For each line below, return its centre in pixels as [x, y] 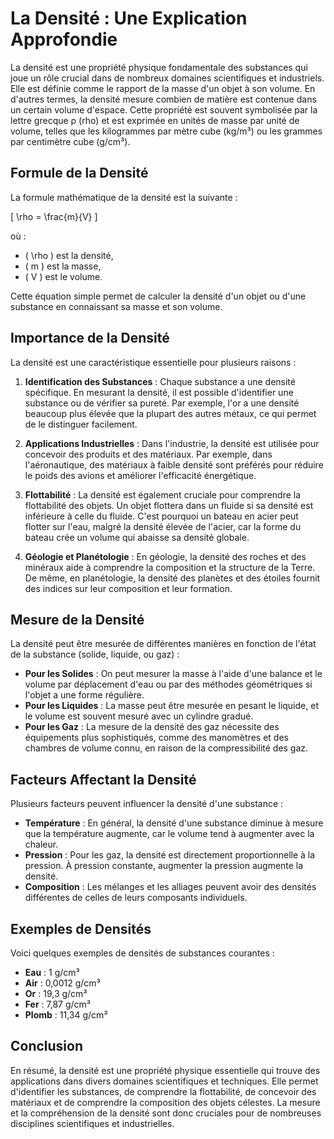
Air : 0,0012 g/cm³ [62, 983]
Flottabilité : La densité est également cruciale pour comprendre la [163, 494]
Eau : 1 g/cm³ [52, 972]
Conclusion [47, 1046]
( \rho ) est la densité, [69, 255]
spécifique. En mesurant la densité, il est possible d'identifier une [159, 392]
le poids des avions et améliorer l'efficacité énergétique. [140, 475]
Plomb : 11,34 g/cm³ [66, 1015]
